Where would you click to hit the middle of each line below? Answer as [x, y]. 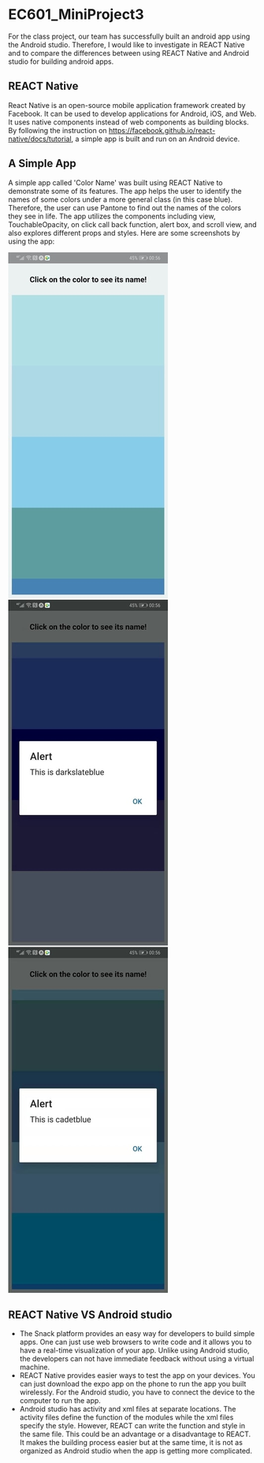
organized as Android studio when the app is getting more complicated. [136, 1451]
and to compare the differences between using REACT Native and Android [129, 53]
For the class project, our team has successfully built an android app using [129, 36]
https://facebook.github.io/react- [162, 130]
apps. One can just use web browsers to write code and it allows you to [136, 1342]
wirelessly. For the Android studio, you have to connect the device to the [137, 1392]
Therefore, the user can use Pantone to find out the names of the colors [125, 207]
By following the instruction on [58, 130]
